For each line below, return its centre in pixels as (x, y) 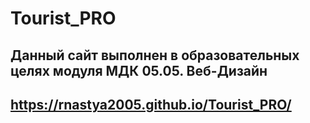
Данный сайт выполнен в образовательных (155, 55)
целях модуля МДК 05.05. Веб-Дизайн (139, 70)
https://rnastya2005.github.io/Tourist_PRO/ (151, 104)
